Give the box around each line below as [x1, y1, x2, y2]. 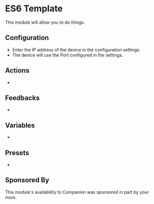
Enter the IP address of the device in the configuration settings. [12, 46, 141, 52]
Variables [5, 121, 35, 129]
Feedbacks [5, 93, 40, 102]
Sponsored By [5, 176, 49, 184]
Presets [5, 149, 30, 157]
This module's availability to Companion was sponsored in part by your [5, 189, 149, 195]
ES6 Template [5, 3, 63, 14]
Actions [5, 66, 30, 75]
